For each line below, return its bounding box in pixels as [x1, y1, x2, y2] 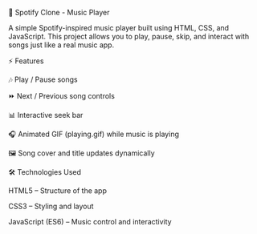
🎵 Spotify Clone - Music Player [8, 8, 110, 17]
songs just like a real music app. [8, 40, 115, 50]
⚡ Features [8, 56, 44, 66]
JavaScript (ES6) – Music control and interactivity [8, 217, 172, 226]
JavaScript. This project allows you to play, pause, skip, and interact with [8, 32, 250, 41]
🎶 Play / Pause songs [8, 75, 78, 84]
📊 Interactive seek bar [8, 111, 84, 119]
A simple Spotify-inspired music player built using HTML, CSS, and [8, 23, 230, 32]
